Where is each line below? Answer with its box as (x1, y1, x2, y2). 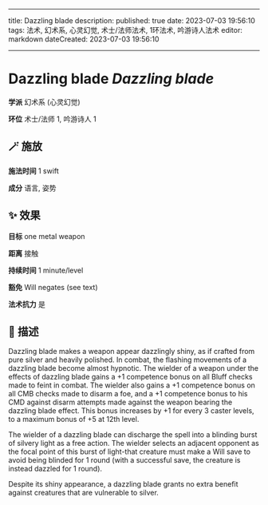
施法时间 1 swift (8, 165, 60, 176)
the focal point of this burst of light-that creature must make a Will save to (8, 447, 251, 456)
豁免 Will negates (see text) (8, 282, 98, 292)
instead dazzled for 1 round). (8, 464, 102, 474)
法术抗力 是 (8, 299, 45, 308)
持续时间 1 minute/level (8, 265, 84, 275)
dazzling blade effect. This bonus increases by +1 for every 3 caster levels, (8, 406, 254, 416)
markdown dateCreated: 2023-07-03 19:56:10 (8, 34, 160, 44)
